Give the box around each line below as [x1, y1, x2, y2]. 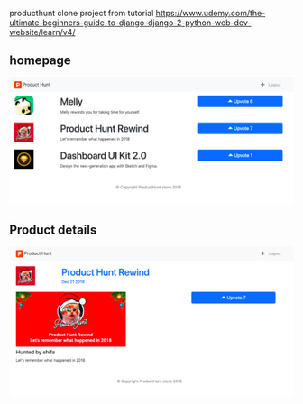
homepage [9, 53, 72, 69]
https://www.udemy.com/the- [155, 8, 266, 18]
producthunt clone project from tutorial [9, 8, 154, 18]
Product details [9, 222, 97, 237]
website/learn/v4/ [9, 27, 76, 37]
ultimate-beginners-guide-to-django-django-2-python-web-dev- [9, 17, 252, 28]
